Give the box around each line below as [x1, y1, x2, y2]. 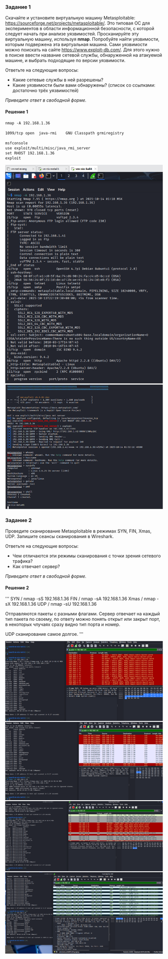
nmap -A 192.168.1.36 [5, 120, 50, 126]
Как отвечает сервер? [12, 563, 60, 569]
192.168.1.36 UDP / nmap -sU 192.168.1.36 [11, 601, 97, 607]
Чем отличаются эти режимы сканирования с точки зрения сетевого [12, 553, 161, 559]
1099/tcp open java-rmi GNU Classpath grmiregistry [5, 130, 124, 136]
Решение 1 [5, 109, 28, 115]
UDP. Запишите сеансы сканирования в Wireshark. [5, 533, 114, 539]
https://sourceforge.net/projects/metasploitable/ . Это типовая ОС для [5, 20, 150, 26]
